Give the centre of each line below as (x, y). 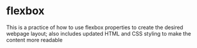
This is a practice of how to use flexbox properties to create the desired (95, 27)
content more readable (35, 40)
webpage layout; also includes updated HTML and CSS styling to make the (98, 33)
